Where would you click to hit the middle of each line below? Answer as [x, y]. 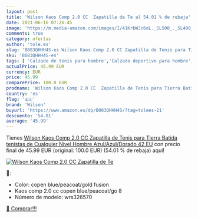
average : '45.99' [27, 121]
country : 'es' [24, 94]
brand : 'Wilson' [26, 105]
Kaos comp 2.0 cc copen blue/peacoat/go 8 [68, 191]
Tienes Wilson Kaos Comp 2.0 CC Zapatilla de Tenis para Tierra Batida [92, 138]
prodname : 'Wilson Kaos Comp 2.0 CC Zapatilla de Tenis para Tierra [93, 88]
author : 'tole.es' [29, 45]
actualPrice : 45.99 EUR [35, 66]
